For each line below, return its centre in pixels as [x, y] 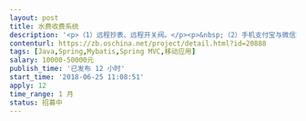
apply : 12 [28, 86]
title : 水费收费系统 [44, 26]
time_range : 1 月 [42, 94]
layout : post [34, 18]
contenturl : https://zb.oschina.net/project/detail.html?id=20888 [138, 43]
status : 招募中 [36, 102]
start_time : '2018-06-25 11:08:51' [77, 77]
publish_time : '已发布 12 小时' [67, 69]
